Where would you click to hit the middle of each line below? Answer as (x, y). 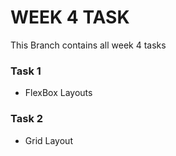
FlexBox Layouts (58, 93)
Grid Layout (48, 140)
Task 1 (26, 71)
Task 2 (27, 119)
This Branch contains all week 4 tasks (88, 45)
